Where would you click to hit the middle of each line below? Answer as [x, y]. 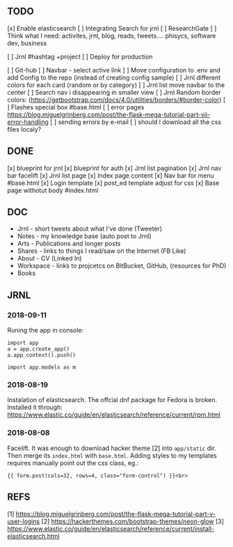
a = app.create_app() [39, 349]
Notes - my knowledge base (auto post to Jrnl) [84, 236]
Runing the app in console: [46, 330]
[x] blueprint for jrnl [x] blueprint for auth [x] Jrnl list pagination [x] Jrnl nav [114, 168]
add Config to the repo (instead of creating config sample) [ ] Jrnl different [114, 77]
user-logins [24, 521]
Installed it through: [35, 408]
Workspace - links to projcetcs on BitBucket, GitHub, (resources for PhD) [122, 266]
